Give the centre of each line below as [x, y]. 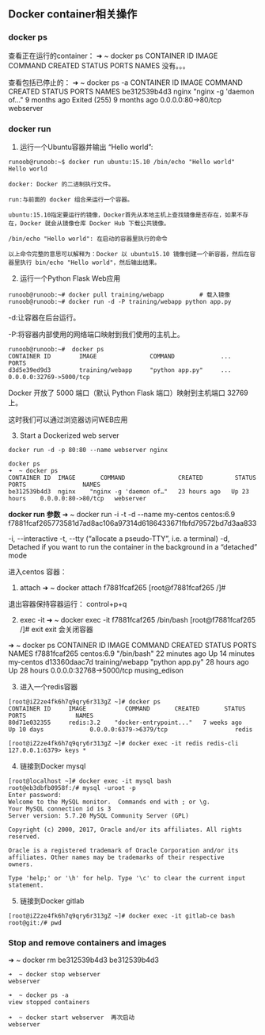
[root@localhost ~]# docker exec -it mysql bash [90, 781]
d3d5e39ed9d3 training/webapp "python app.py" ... [120, 370]
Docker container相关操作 [73, 14]
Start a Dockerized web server [70, 435]
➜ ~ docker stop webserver [55, 975]
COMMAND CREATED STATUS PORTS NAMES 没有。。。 [99, 65]
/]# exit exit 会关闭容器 [56, 629]
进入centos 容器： [38, 571]
